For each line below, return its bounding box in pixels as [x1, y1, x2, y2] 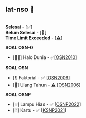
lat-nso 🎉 [5, 5, 34, 14]
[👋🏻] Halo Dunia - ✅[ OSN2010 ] [12, 54, 77, 61]
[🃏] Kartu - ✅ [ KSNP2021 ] [12, 107, 67, 113]
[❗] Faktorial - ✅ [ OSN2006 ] [12, 74, 70, 81]
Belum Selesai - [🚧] [5, 29, 47, 35]
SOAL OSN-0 [5, 44, 33, 50]
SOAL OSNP [5, 91, 31, 97]
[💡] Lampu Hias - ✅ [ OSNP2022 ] [12, 101, 81, 107]
